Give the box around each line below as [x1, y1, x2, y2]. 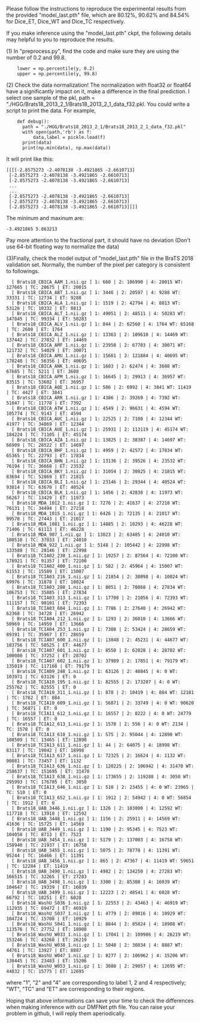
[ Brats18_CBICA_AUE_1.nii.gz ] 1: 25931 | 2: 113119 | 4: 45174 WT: [11, 426, 189, 432]
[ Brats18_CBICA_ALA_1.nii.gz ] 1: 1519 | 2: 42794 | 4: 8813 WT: [11, 300, 181, 306]
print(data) [22, 140, 52, 146]
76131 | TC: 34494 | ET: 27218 [6, 505, 84, 511]
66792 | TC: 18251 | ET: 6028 [6, 895, 82, 901]
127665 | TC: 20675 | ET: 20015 [6, 284, 87, 290]
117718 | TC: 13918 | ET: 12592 [6, 811, 87, 817]
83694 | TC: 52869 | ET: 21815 [6, 474, 84, 480]
